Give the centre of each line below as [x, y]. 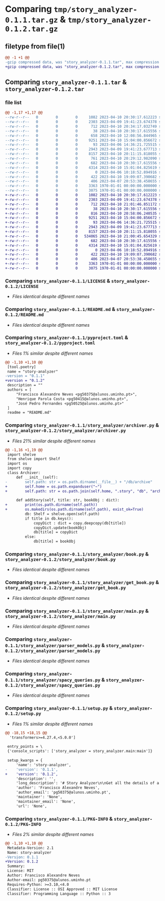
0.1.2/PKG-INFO [23, 824]
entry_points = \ [25, 746]
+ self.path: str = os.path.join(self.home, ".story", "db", [77, 491]
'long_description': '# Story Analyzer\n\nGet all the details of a [88, 783]
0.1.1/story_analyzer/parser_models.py [53, 645]
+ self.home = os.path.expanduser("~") [54, 486]
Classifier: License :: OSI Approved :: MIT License [62, 889]
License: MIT [21, 871]
